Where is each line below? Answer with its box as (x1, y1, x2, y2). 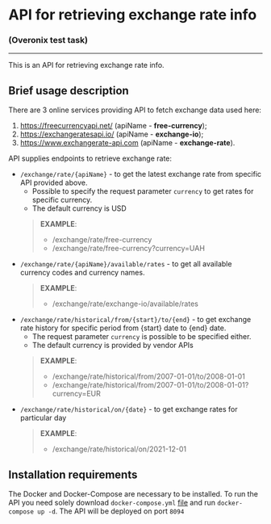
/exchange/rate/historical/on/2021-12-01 (52, 444, 187, 454)
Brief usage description (8, 83, 129, 98)
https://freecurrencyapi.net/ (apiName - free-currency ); (19, 121, 207, 131)
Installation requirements (8, 467, 138, 481)
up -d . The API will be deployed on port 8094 (37, 506, 185, 516)
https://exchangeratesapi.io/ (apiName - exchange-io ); (19, 129, 204, 139)
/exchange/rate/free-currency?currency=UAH (52, 244, 206, 254)
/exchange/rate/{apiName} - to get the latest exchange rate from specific (19, 170, 262, 179)
